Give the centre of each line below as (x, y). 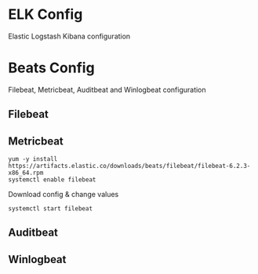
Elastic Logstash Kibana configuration (69, 36)
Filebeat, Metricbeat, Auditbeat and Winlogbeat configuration (107, 90)
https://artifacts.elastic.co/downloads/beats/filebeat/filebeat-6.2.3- (129, 166)
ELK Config (45, 15)
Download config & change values (64, 195)
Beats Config (52, 68)
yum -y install (33, 159)
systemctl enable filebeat (52, 180)
